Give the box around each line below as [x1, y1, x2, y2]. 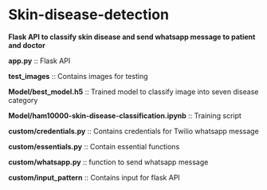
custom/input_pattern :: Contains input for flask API [8, 172, 181, 182]
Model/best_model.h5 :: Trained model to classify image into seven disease [8, 86, 259, 97]
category [8, 95, 38, 105]
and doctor [8, 40, 45, 49]
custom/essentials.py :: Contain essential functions [8, 141, 180, 151]
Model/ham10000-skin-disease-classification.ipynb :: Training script [8, 110, 241, 121]
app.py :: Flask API [8, 56, 71, 65]
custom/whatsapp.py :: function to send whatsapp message [8, 157, 209, 167]
